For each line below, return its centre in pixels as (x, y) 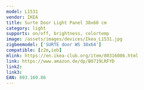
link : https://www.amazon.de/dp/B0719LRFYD (60, 61)
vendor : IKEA (22, 17)
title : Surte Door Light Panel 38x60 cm (57, 22)
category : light (26, 28)
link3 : (14, 72)
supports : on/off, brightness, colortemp (58, 34)
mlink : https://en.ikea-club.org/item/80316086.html (72, 56)
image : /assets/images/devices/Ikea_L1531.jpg (64, 39)
